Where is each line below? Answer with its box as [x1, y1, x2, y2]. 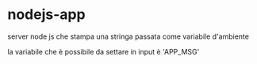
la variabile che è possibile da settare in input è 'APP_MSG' [7, 47, 200, 56]
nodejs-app [7, 6, 86, 24]
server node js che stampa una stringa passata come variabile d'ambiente [7, 32, 249, 41]
